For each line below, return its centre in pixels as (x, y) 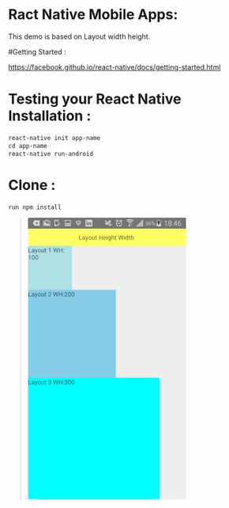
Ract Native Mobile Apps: (93, 15)
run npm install (35, 207)
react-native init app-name (54, 138)
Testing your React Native (95, 99)
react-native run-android (51, 154)
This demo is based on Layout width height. (79, 36)
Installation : (50, 116)
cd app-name (28, 146)
